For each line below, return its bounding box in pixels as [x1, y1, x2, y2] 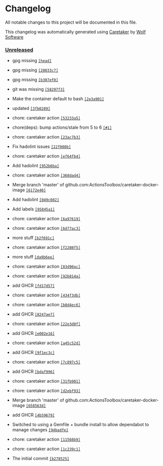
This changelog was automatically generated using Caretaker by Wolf [5, 29, 146, 35]
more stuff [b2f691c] [12, 235, 55, 241]
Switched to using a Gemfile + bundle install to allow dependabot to [12, 422, 149, 428]
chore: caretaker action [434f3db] [12, 292, 81, 298]
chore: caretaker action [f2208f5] [12, 245, 81, 251]
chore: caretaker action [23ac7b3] [12, 134, 81, 140]
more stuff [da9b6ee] [12, 254, 55, 260]
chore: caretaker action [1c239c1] [12, 446, 81, 452]
